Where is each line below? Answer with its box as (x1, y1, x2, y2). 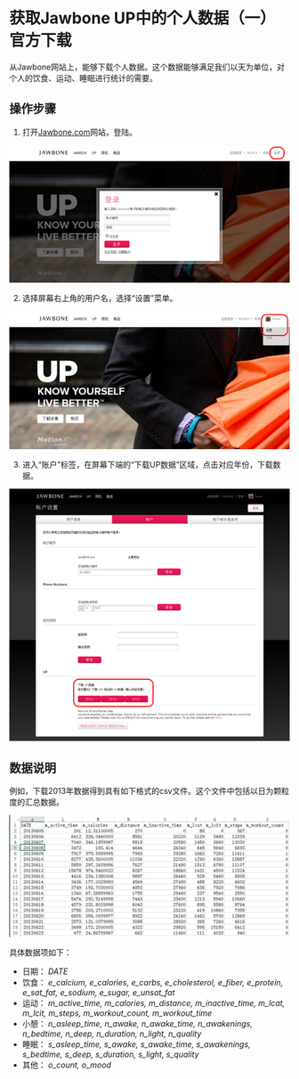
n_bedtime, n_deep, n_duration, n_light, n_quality (21, 1028, 202, 1039)
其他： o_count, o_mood (21, 1059, 111, 1070)
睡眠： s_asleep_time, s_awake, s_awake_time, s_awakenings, (21, 1039, 251, 1050)
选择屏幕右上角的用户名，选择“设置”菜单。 (21, 293, 178, 304)
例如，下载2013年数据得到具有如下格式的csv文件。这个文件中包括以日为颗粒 (9, 786, 289, 797)
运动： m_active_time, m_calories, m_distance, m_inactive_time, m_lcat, (21, 997, 286, 1008)
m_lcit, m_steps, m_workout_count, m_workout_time (21, 1008, 213, 1018)
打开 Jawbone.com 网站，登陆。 (21, 127, 138, 137)
